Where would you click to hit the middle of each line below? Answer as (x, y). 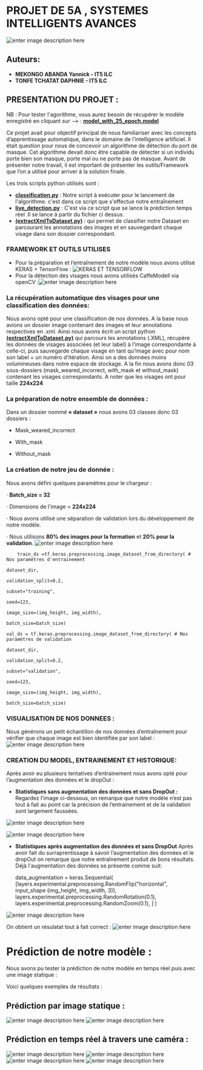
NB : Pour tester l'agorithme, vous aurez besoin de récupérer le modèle (95, 114)
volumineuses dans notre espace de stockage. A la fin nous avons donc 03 (100, 364)
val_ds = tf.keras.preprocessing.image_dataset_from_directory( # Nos (97, 634)
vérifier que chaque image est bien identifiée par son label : (81, 738)
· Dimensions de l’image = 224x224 (51, 506)
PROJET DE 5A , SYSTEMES (77, 11)
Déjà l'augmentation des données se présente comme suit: (88, 866)
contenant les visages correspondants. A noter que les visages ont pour (96, 377)
